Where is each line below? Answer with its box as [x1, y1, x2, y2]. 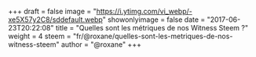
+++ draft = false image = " [8, 7, 97, 16]
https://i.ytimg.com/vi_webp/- [96, 7, 192, 16]
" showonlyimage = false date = [102, 15, 206, 24]
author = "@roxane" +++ [60, 40, 141, 49]
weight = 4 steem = [8, 31, 71, 41]
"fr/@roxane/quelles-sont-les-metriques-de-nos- [72, 31, 233, 41]
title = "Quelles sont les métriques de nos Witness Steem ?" [55, 23, 249, 32]
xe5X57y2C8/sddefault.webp [8, 15, 104, 24]
